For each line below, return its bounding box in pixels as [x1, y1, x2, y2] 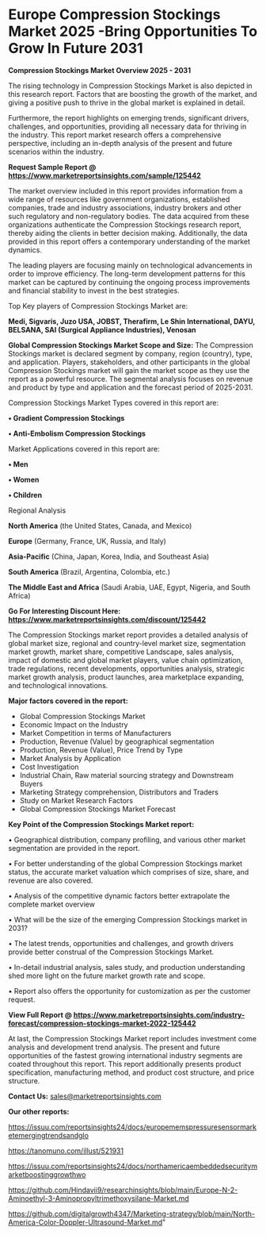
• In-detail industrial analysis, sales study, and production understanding [8, 962, 245, 971]
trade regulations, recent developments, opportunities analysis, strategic [8, 664, 245, 673]
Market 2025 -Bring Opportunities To [8, 22, 258, 40]
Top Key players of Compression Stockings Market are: [8, 301, 188, 310]
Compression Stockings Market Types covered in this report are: [8, 398, 219, 407]
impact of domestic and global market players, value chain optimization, [8, 655, 243, 664]
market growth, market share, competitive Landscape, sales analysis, [8, 647, 234, 656]
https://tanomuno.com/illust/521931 [8, 1145, 124, 1156]
